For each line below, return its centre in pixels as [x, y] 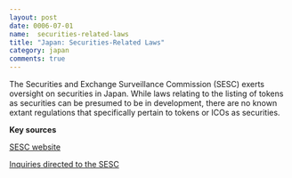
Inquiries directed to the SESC [65, 164]
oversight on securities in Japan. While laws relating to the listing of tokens [146, 93]
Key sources [33, 129]
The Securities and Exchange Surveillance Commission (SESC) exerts [137, 84]
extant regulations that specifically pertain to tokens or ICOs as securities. [145, 113]
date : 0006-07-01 [41, 26]
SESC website [35, 147]
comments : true [37, 59]
